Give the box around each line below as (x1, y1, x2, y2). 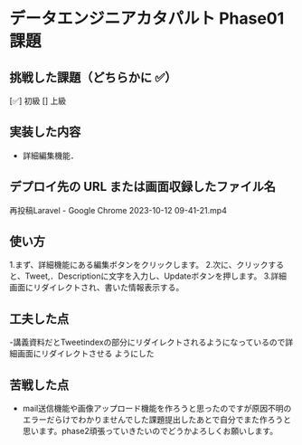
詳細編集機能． (22, 150, 79, 161)
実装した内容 (9, 124, 81, 140)
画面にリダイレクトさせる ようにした (16, 348, 155, 359)
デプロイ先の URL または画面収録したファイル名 (9, 179, 276, 194)
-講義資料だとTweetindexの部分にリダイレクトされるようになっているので (9, 336, 286, 348)
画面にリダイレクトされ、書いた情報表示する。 (9, 282, 184, 293)
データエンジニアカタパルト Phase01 (9, 8, 285, 29)
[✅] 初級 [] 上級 (9, 96, 67, 106)
